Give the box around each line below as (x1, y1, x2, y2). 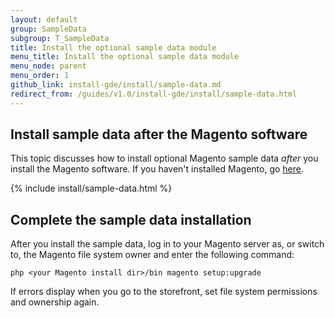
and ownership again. (10, 296, 100, 308)
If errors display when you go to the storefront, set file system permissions (10, 286, 318, 298)
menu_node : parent (10, 61, 87, 71)
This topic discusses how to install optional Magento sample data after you (10, 152, 319, 165)
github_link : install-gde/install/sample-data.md (10, 80, 222, 90)
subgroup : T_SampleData (10, 33, 110, 43)
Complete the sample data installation (10, 211, 252, 228)
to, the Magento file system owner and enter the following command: (10, 249, 295, 261)
